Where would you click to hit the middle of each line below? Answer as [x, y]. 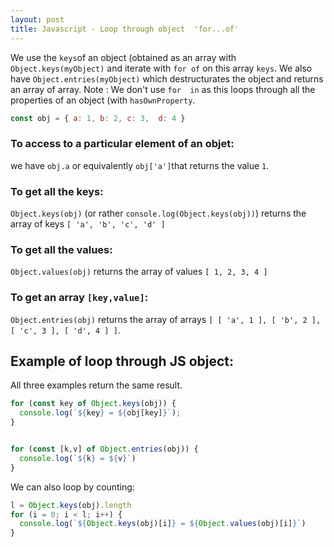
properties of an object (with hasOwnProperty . [103, 100]
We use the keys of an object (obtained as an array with [123, 57]
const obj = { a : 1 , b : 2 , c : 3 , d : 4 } [98, 118]
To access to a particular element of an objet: [122, 144]
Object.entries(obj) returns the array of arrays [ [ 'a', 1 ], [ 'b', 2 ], [166, 319]
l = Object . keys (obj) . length [71, 505]
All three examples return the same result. [96, 385]
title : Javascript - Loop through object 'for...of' [125, 29]
